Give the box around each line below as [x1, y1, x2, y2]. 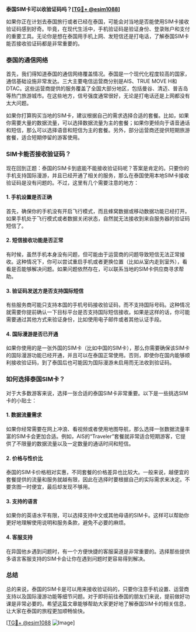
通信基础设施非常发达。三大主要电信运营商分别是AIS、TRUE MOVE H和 [6, 78, 177, 85]
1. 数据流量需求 [6, 412, 42, 419]
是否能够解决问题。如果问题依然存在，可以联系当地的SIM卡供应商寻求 [10, 265, 179, 272]
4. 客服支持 [6, 533, 33, 540]
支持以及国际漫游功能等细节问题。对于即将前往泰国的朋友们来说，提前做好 [6, 593, 185, 600]
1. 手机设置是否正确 [6, 194, 52, 201]
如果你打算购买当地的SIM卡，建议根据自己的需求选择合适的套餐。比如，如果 [6, 112, 190, 119]
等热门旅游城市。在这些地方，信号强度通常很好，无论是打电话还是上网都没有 [6, 92, 190, 99]
